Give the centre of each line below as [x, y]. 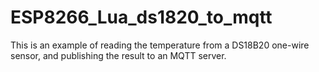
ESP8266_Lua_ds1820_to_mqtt [141, 17]
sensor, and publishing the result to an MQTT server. [118, 55]
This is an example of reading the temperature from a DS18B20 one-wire [160, 45]
